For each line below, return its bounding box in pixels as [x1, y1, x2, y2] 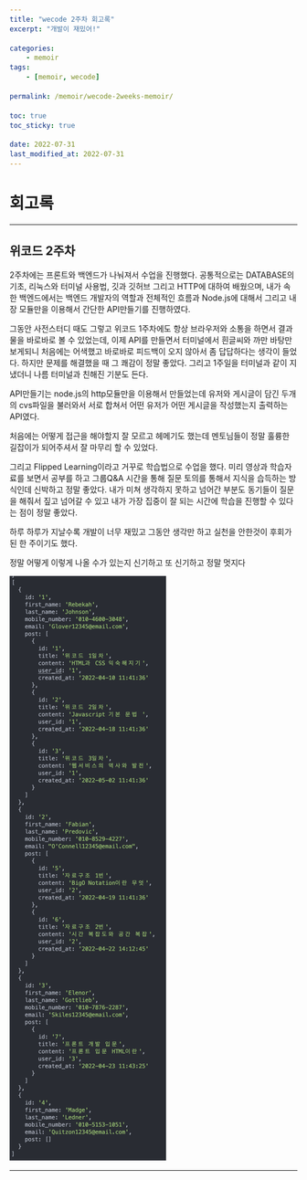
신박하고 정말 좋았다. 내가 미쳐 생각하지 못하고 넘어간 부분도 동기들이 [33, 484, 278, 495]
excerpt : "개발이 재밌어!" [9, 24, 101, 34]
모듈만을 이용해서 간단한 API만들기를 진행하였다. [18, 303, 191, 314]
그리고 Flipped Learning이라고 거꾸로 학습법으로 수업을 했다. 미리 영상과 [9, 461, 268, 472]
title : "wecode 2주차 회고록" [9, 15, 115, 24]
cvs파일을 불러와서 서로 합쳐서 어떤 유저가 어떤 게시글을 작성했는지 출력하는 [18, 399, 289, 410]
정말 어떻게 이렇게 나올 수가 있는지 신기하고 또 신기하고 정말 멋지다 [9, 557, 246, 568]
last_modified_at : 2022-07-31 [9, 150, 125, 159]
